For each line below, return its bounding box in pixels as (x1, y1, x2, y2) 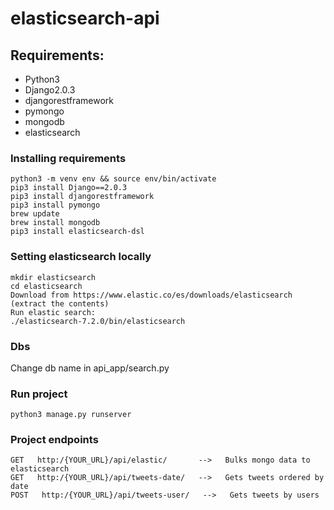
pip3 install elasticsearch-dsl (10, 227, 145, 237)
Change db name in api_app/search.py (10, 362, 170, 374)
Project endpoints (10, 433, 99, 447)
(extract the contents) (10, 298, 110, 309)
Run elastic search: (10, 307, 97, 317)
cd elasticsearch (10, 281, 83, 291)
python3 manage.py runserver (10, 410, 132, 420)
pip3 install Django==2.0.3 (10, 183, 128, 193)
